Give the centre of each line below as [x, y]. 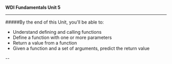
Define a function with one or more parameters [62, 37]
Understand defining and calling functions [57, 32]
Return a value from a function [45, 43]
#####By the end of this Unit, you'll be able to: [55, 22]
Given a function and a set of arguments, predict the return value [81, 48]
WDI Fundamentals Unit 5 [33, 7]
